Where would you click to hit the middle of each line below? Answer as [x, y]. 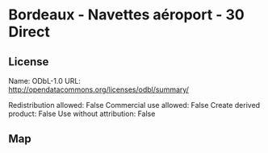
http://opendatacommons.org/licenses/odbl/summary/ [99, 89]
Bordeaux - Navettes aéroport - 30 [126, 15]
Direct [29, 32]
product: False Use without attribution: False [82, 114]
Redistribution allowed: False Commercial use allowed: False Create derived [134, 105]
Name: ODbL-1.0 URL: [44, 81]
